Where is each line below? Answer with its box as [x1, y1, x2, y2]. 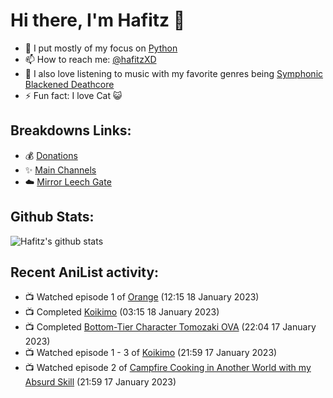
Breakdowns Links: [10, 122, 132, 139]
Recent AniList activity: [10, 264, 160, 281]
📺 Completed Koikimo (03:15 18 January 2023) [24, 306, 220, 318]
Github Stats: [10, 209, 95, 226]
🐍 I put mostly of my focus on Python [24, 42, 178, 54]
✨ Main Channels [24, 164, 97, 176]
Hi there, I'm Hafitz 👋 [10, 9, 186, 32]
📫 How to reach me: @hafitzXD [24, 53, 157, 65]
